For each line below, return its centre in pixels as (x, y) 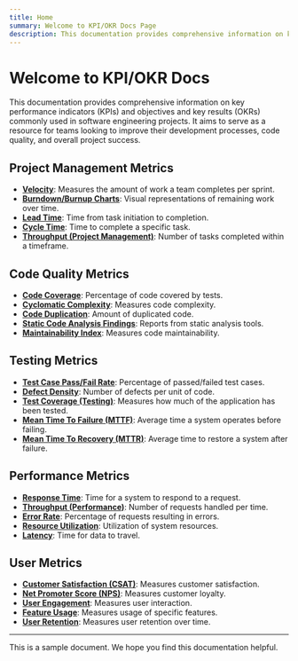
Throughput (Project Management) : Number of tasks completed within (153, 237)
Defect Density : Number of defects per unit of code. (118, 391)
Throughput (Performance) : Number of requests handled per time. (145, 507)
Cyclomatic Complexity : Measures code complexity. (119, 304)
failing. (34, 429)
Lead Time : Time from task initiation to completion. (115, 217)
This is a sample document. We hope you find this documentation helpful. (144, 648)
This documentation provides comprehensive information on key (127, 102)
